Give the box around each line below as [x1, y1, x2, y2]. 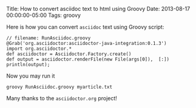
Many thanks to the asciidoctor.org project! [6, 95, 117, 102]
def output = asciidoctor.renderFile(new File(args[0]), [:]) [6, 56, 170, 62]
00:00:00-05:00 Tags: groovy [6, 12, 81, 19]
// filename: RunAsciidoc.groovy [6, 35, 91, 41]
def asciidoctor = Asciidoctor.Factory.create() [6, 51, 132, 57]
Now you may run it [6, 72, 55, 79]
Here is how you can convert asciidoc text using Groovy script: [6, 24, 164, 30]
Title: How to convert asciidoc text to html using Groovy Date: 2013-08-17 [6, 5, 191, 12]
